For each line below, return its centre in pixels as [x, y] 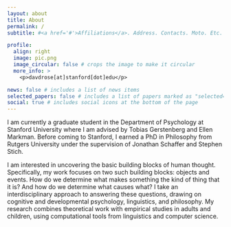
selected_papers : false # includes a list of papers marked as [100, 96]
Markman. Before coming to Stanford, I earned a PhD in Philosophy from [110, 137]
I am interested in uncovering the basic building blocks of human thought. [111, 165]
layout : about [27, 13]
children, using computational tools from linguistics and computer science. [113, 216]
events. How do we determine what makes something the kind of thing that [113, 179]
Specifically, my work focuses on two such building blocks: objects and [108, 172]
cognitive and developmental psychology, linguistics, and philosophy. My [111, 201]
